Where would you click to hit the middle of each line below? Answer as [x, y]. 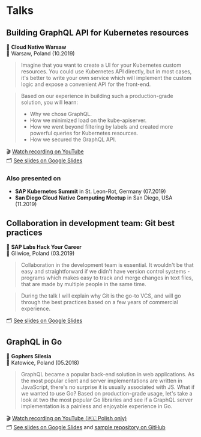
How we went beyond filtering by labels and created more [101, 127]
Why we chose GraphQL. [61, 114]
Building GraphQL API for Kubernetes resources [97, 33]
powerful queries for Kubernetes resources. [84, 133]
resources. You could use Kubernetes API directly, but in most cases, [106, 72]
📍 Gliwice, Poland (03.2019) [40, 254]
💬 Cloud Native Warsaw [36, 47]
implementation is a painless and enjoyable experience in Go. [97, 406]
